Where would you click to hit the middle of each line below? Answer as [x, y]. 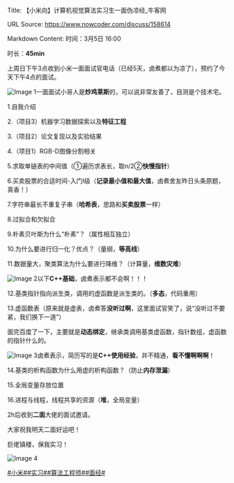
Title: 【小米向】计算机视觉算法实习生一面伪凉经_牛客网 [87, 10]
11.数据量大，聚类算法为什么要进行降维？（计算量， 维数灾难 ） [96, 263]
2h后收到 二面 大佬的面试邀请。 [50, 415]
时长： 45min [26, 53]
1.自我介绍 [22, 106]
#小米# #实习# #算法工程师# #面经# [56, 473]
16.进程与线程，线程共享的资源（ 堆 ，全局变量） [75, 400]
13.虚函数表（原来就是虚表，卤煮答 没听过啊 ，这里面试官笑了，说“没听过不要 [116, 308]
